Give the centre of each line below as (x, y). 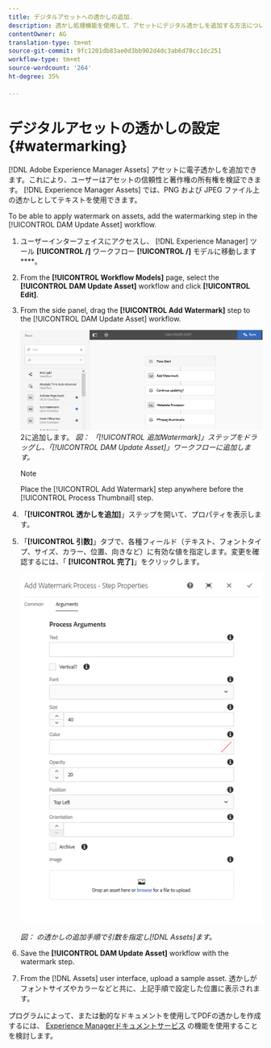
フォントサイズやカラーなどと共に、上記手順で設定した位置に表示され (136, 988)
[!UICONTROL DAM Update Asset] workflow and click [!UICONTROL (135, 285)
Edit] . (29, 294)
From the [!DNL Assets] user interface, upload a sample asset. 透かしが (138, 979)
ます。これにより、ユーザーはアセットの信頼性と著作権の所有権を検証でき (131, 179)
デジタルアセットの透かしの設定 (114, 128)
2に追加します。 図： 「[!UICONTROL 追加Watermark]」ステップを (131, 437)
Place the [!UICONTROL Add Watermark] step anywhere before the (131, 489)
